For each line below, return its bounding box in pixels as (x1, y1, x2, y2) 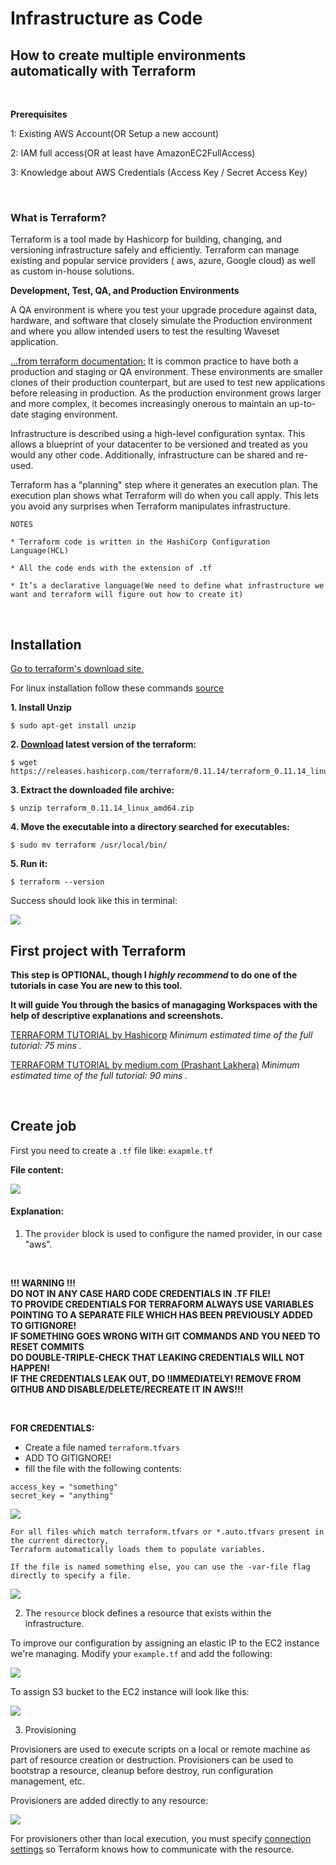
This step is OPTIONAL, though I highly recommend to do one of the (10, 968, 298, 981)
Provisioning (24, 1723, 77, 1736)
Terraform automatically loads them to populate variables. (10, 1544, 267, 1554)
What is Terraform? (10, 210, 107, 224)
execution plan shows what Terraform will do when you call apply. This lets (10, 490, 320, 502)
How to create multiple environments (10, 47, 247, 64)
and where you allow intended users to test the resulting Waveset (10, 325, 280, 337)
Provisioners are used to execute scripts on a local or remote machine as (10, 1743, 311, 1755)
